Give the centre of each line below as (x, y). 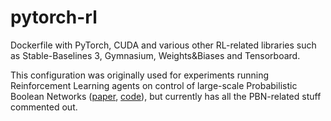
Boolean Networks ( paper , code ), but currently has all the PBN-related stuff (166, 96)
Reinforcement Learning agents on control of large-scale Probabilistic (154, 85)
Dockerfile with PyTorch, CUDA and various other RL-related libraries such (163, 45)
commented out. (44, 107)
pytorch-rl (54, 17)
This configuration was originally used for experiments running (139, 75)
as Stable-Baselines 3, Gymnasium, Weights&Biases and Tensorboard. (155, 55)
